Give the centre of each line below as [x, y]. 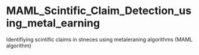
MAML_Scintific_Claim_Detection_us [99, 11]
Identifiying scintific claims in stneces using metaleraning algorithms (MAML [99, 39]
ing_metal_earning [53, 23]
